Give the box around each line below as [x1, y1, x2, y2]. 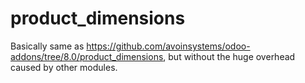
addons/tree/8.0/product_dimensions [10, 50, 164, 62]
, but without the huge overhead [163, 50, 296, 62]
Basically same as [10, 40, 85, 52]
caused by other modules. [10, 61, 118, 73]
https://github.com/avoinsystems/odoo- [86, 40, 251, 52]
